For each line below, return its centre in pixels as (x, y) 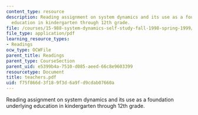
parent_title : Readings (35, 55)
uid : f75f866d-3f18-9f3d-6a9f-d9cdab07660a (60, 83)
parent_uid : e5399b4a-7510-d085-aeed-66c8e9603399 (70, 66)
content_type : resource (35, 11)
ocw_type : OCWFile (29, 50)
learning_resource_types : (38, 39)
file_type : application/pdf (41, 34)
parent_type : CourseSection (41, 61)
